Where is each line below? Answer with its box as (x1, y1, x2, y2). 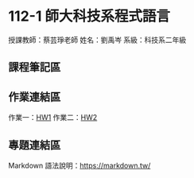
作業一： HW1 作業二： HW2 (8, 113, 98, 122)
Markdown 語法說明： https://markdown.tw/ (8, 161, 151, 170)
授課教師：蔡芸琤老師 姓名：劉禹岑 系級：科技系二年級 (8, 35, 187, 44)
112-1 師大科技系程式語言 (8, 7, 171, 25)
